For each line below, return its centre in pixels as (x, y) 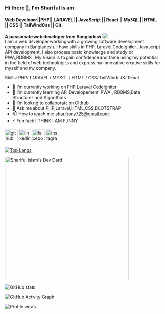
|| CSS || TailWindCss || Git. (34, 25)
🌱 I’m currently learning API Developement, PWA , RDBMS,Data (76, 92)
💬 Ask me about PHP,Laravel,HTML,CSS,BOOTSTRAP (66, 108)
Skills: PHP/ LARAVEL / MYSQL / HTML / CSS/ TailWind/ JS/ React (72, 78)
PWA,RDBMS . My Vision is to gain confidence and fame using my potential (81, 58)
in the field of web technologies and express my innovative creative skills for (83, 63)
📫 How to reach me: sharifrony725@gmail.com (61, 114)
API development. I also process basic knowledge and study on (69, 52)
